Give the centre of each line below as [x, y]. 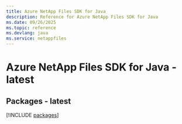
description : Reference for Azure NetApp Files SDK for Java [82, 17]
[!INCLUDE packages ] [32, 115]
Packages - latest [39, 101]
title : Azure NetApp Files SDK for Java [56, 11]
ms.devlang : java [27, 33]
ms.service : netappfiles [36, 38]
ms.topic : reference [31, 28]
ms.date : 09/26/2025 [31, 22]
